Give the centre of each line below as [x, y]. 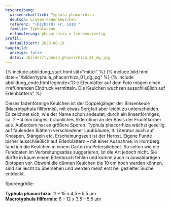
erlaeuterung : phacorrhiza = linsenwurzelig [58, 34]
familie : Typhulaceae [33, 29]
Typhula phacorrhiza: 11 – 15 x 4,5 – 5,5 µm [51, 194]
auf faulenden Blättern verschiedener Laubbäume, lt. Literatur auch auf [79, 131]
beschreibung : [20, 10]
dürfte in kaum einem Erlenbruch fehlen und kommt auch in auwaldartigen [83, 158]
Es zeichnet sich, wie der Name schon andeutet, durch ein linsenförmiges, [83, 114]
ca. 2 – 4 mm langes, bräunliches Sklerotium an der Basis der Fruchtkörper [83, 120]
